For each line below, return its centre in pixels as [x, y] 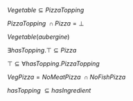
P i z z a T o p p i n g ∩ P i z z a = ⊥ [46, 23]
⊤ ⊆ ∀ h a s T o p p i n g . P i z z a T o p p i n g [54, 64]
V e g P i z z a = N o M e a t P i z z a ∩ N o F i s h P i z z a [66, 77]
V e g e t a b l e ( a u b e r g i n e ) [38, 37]
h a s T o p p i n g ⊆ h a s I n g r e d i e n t [49, 90]
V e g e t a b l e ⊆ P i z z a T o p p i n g [46, 10]
